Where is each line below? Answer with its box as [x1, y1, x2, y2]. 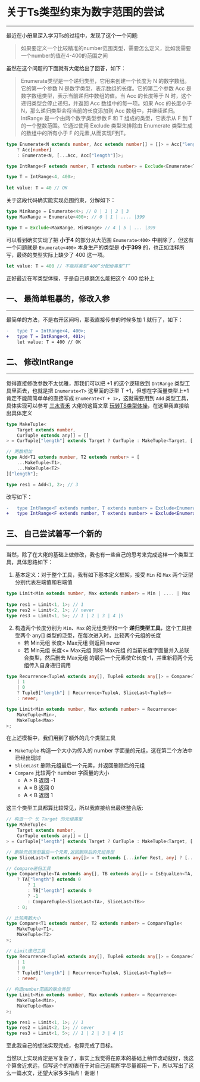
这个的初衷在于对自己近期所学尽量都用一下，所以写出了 [52, 1062, 189, 1069]
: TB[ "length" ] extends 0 [27, 888, 92, 894]
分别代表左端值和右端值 [14, 579, 73, 586]
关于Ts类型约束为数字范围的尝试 [6, 5, 165, 19]
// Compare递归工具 [6, 865, 51, 872]
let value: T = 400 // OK [17, 339, 82, 346]
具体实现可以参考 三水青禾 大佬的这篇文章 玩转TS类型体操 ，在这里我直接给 [6, 402, 189, 409]
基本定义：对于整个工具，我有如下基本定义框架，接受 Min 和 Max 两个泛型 [14, 571, 193, 579]
